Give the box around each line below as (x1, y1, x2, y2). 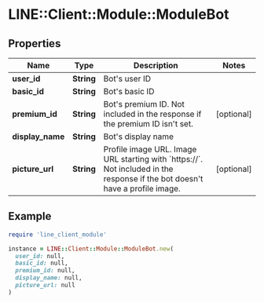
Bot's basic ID (103, 86, 155, 97)
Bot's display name (103, 131, 174, 142)
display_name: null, (15, 274, 82, 282)
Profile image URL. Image (103, 144, 197, 155)
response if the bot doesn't (103, 173, 203, 184)
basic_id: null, (15, 259, 68, 268)
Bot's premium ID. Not (103, 99, 185, 109)
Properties (8, 37, 61, 50)
